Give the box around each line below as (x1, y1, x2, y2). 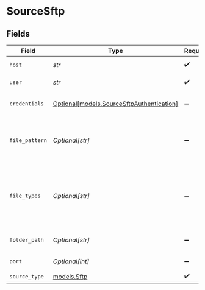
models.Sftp (52, 272, 88, 281)
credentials (9, 101, 45, 107)
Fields (6, 29, 31, 39)
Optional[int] (52, 257, 90, 266)
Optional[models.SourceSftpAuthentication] (52, 99, 179, 108)
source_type (9, 273, 45, 280)
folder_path (9, 236, 45, 243)
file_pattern (9, 137, 48, 144)
